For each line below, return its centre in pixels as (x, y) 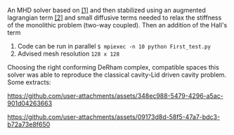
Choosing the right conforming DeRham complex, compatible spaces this (113, 67)
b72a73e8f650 (29, 124)
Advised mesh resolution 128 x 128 (69, 53)
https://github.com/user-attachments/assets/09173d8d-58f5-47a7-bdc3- (113, 117)
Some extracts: (29, 82)
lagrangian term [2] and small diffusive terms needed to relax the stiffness (115, 18)
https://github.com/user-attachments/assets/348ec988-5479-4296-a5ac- (115, 96)
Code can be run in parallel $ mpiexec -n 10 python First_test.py (114, 46)
